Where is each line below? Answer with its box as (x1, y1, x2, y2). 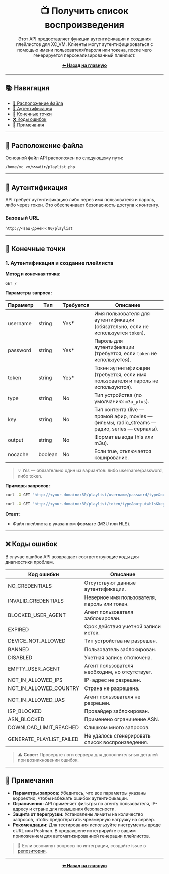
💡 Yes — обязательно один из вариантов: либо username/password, (17, 467, 163, 474)
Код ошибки (28, 571, 59, 578)
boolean (38, 451, 58, 458)
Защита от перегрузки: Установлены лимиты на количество (12, 811, 143, 817)
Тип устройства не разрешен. (84, 637, 157, 645)
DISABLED (8, 654, 33, 661)
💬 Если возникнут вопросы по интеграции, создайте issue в (17, 842, 146, 848)
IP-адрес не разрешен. (84, 676, 142, 683)
